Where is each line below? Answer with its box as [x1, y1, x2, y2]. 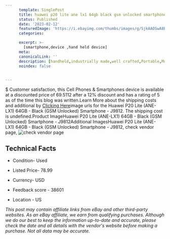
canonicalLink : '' [18, 54, 58, 59]
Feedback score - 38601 [12, 186, 64, 193]
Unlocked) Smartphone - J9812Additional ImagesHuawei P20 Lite [5, 119, 142, 125]
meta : [18, 49, 30, 55]
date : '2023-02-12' [18, 21, 60, 27]
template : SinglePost [18, 7, 65, 13]
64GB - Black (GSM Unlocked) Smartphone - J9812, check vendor [15, 124, 154, 130]
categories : [18, 31, 44, 36]
